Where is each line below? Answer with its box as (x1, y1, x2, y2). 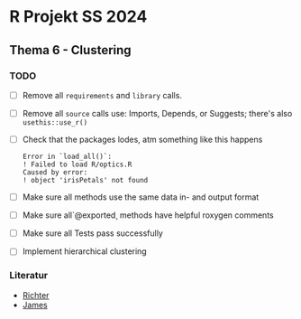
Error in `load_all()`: (22, 152, 113, 162)
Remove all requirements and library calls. (22, 89, 183, 100)
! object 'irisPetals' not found (22, 176, 149, 185)
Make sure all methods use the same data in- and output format (22, 192, 260, 202)
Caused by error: (22, 168, 88, 177)
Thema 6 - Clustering (9, 42, 132, 58)
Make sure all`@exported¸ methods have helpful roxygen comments (22, 210, 274, 220)
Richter (22, 289, 50, 300)
